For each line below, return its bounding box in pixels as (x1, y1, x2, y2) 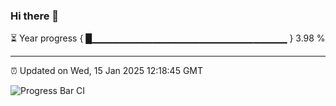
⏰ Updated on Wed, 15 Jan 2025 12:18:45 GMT (10, 65, 204, 77)
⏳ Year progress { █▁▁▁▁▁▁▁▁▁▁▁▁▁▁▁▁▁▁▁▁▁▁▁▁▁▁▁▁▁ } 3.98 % (10, 32, 326, 44)
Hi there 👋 (10, 9, 60, 23)
